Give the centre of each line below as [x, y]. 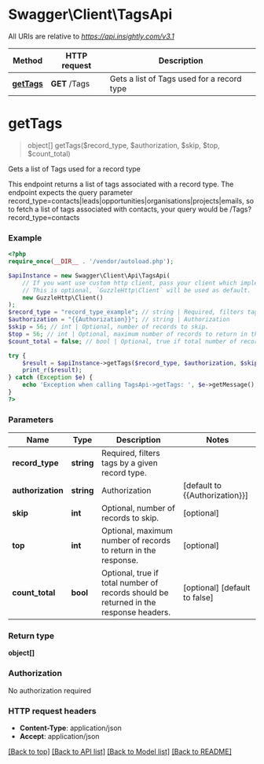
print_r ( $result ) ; [52, 370]
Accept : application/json [59, 736]
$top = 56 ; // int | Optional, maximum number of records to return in [128, 334]
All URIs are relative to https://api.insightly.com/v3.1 [92, 36]
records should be [135, 593]
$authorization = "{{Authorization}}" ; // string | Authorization [119, 320]
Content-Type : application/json [70, 728]
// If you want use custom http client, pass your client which [130, 283]
